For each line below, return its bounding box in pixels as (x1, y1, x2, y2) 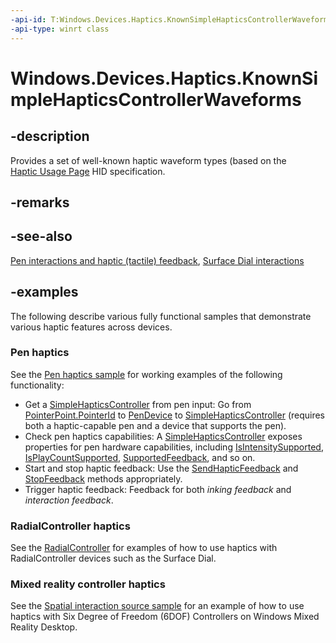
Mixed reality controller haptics (10, 577, 166, 591)
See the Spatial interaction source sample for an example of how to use (10, 600, 305, 612)
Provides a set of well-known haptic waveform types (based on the (10, 154, 287, 166)
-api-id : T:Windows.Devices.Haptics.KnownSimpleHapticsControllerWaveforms (10, 14, 333, 25)
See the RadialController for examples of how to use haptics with (10, 542, 278, 554)
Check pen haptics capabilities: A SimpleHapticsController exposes (24, 430, 303, 442)
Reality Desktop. (10, 621, 78, 633)
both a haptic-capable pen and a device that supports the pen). (24, 419, 287, 431)
